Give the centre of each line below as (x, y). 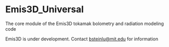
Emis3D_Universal (45, 9)
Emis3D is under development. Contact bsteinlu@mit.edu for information (82, 39)
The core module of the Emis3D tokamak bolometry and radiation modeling (84, 24)
